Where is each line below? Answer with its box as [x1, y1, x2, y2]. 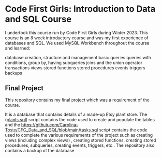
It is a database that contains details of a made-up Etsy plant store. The [5, 111, 147, 117]
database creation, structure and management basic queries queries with [5, 54, 151, 60]
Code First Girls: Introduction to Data [5, 3, 156, 15]
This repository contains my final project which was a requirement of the [5, 97, 150, 103]
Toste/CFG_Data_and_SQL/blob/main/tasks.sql [5, 127, 98, 133]
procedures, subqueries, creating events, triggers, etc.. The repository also [5, 142, 155, 148]
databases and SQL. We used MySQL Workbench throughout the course [5, 40, 150, 46]
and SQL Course [5, 14, 72, 25]
